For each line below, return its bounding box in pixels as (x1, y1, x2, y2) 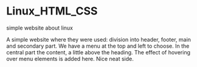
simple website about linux (6, 24, 73, 31)
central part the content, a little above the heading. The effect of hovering (6, 48, 190, 56)
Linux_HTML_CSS (6, 4, 98, 18)
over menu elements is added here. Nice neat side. (6, 55, 134, 62)
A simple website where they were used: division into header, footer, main (6, 36, 192, 43)
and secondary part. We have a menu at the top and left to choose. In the (6, 42, 190, 49)
